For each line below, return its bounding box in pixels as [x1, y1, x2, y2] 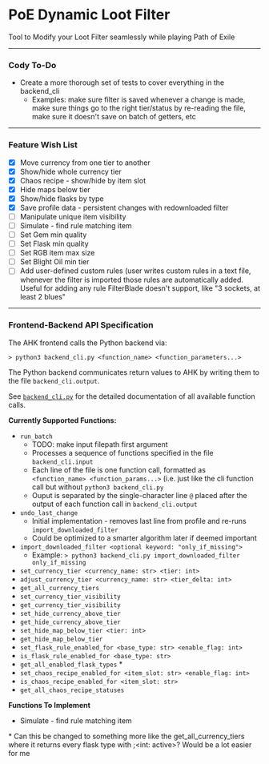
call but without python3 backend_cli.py [31, 482, 164, 492]
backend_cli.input [31, 458, 94, 466]
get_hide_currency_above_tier [19, 618, 122, 626]
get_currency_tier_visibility [19, 601, 122, 609]
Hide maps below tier [19, 184, 90, 194]
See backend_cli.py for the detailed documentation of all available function [8, 391, 255, 401]
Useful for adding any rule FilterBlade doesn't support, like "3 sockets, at [19, 283, 260, 293]
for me [8, 748, 30, 758]
